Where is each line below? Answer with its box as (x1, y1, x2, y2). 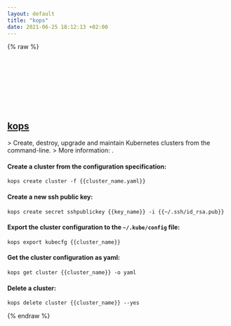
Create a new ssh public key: (7, 193, 93, 201)
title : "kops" (7, 17, 49, 24)
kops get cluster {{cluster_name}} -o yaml (7, 269, 137, 276)
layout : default (7, 10, 55, 18)
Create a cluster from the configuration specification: (7, 162, 167, 171)
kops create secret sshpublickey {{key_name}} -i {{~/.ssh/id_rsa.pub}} (7, 208, 225, 215)
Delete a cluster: (7, 284, 56, 292)
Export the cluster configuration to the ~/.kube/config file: (7, 223, 180, 232)
